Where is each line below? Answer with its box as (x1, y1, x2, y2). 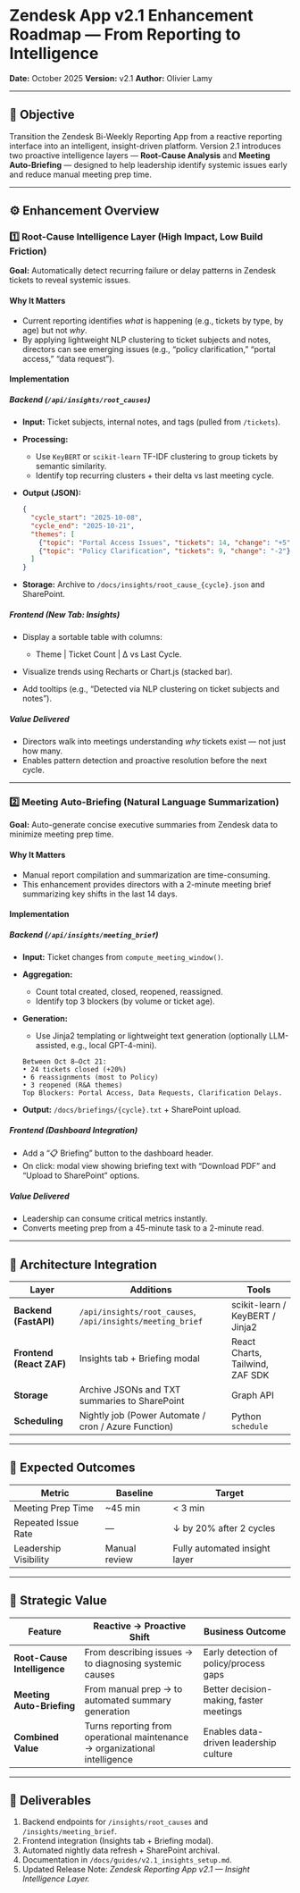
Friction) (9, 245, 47, 257)
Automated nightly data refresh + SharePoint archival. (21, 1845, 221, 1855)
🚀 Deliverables (9, 1793, 92, 1808)
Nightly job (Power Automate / (79, 1409, 206, 1421)
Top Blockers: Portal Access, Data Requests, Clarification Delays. (21, 1089, 283, 1098)
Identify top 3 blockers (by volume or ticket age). (35, 996, 216, 1006)
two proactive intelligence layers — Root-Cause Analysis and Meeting (9, 149, 271, 161)
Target (215, 1486, 244, 1499)
